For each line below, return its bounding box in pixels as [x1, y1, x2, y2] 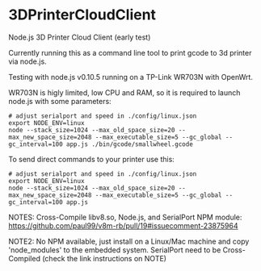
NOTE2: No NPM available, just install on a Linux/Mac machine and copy [8, 236, 250, 246]
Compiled [8, 253, 40, 263]
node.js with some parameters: [8, 96, 112, 106]
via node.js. [8, 56, 47, 66]
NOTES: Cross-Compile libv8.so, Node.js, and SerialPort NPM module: [8, 212, 242, 222]
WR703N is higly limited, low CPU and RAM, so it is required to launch [8, 87, 241, 98]
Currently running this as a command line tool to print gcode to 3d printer [8, 48, 252, 57]
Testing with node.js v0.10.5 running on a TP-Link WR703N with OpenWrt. [8, 72, 253, 81]
